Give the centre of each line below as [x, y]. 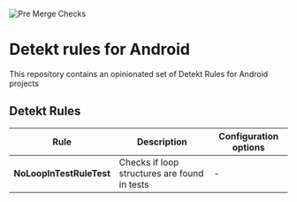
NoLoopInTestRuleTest [62, 173]
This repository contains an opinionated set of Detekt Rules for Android [139, 74]
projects [24, 83]
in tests [134, 184]
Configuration [249, 136]
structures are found [161, 173]
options [248, 147]
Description [162, 142]
